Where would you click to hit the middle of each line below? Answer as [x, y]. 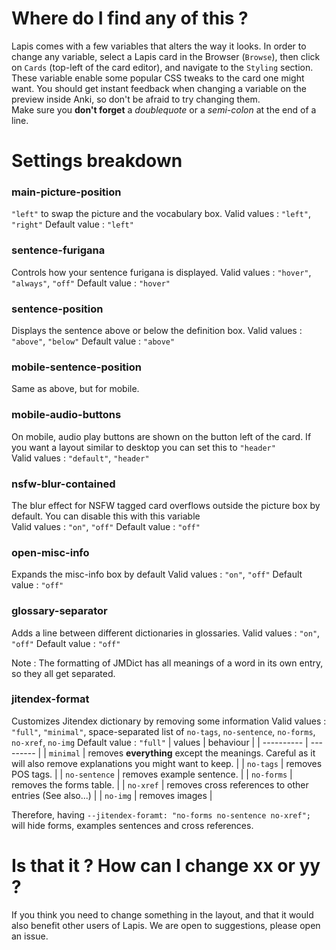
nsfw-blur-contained [63, 484]
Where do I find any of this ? [130, 18]
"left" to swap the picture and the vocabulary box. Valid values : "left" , [161, 214]
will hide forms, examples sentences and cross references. [132, 825]
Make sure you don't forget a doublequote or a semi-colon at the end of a [164, 109]
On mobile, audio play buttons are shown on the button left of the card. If [161, 436]
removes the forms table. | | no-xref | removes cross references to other [160, 784]
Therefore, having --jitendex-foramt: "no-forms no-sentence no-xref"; [161, 814]
